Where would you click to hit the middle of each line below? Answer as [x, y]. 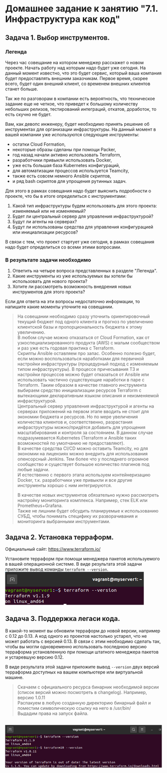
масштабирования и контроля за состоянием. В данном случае [85, 432]
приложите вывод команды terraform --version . [57, 569]
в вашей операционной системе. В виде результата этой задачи [74, 564]
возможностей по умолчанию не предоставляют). [71, 443]
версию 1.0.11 [31, 697]
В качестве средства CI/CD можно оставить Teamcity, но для [83, 448]
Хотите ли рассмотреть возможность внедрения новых [72, 287]
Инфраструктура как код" [63, 19]
